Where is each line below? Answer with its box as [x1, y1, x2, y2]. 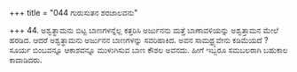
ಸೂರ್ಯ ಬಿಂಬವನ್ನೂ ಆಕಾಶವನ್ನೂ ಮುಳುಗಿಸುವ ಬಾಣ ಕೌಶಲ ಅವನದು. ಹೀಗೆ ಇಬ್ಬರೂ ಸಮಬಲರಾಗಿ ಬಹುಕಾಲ [9, 45, 288, 55]
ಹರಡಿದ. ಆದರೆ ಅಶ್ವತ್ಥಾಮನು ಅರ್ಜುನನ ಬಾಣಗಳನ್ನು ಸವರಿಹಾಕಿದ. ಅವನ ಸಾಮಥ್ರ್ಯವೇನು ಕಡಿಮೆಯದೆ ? [9, 35, 269, 45]
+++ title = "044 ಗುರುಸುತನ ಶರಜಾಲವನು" [9, 8, 138, 18]
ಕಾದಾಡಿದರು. [9, 54, 43, 65]
